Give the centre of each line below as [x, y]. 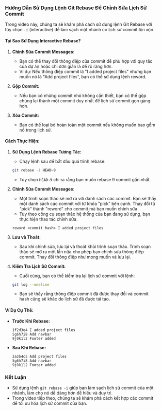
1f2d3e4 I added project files [44, 330]
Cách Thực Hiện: [22, 141]
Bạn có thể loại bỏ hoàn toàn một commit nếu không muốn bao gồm [87, 125]
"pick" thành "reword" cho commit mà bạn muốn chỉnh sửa [78, 208]
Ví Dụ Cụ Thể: [19, 310]
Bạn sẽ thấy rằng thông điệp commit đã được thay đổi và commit [84, 294]
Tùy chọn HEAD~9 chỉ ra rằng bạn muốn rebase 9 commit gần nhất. [85, 179]
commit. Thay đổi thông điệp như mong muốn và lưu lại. [75, 257]
